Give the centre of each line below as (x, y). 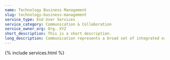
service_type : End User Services (40, 19)
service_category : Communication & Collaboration (58, 24)
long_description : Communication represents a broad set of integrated (82, 39)
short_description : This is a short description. (58, 34)
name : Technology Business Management (46, 10)
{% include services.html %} (35, 53)
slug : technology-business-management (46, 15)
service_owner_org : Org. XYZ (36, 29)
